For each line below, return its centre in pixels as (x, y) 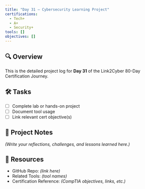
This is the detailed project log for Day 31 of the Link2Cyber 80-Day (73, 71)
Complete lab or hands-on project (46, 106)
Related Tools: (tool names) (39, 176)
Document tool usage (33, 111)
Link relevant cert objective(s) (42, 117)
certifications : (21, 14)
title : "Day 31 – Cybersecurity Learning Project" (57, 9)
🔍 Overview (24, 57)
